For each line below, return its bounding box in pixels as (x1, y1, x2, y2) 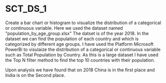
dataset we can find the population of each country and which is (5, 36, 139, 42)
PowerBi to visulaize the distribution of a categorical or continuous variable (5, 46, 161, 52)
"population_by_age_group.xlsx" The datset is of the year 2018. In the (5, 30, 149, 36)
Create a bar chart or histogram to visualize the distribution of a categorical (5, 20, 161, 26)
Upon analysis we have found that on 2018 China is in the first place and (5, 66, 155, 73)
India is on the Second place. (5, 72, 65, 78)
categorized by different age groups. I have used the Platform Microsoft (5, 41, 154, 47)
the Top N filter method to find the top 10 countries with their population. (5, 57, 155, 63)
